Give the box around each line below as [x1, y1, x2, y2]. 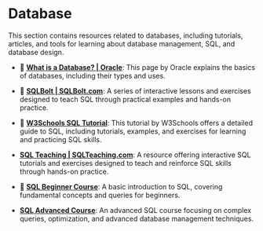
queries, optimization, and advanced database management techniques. [19, 214, 254, 223]
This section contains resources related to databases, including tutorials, [8, 31, 243, 40]
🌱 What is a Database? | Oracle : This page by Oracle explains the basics [19, 62, 256, 71]
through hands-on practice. [19, 167, 109, 176]
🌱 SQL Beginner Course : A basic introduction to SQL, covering [19, 181, 223, 191]
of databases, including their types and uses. [19, 71, 166, 80]
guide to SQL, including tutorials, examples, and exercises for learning [19, 126, 247, 136]
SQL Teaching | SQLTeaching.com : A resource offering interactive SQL [19, 150, 251, 159]
